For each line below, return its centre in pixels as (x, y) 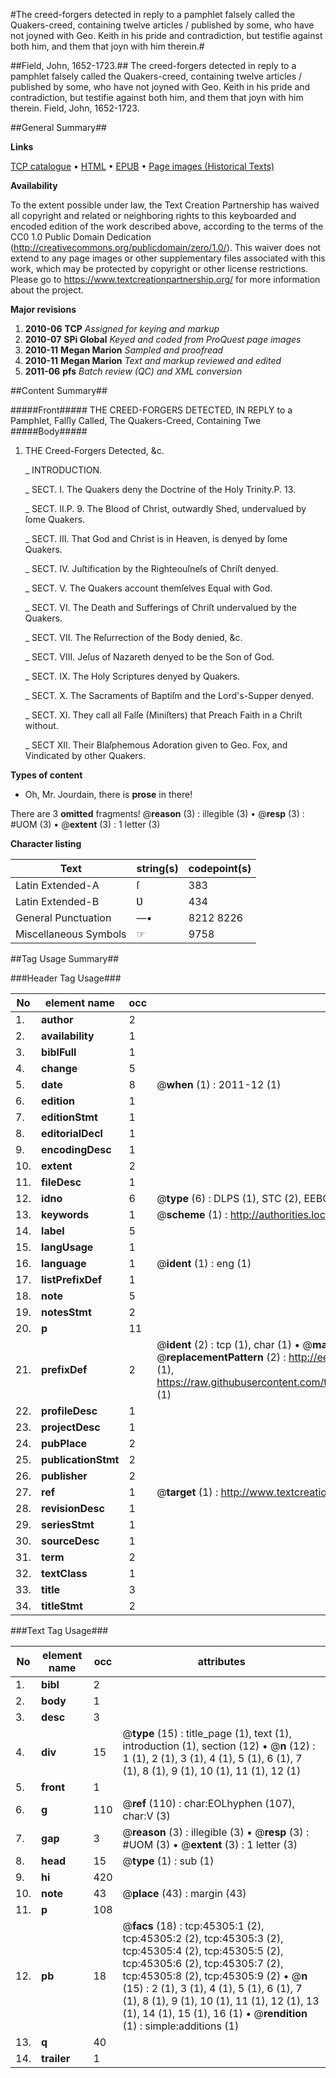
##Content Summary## (59, 390)
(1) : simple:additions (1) (181, 2026)
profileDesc (69, 1411)
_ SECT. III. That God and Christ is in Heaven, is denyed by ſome (156, 538)
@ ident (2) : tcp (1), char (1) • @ (234, 1344)
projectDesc (71, 1427)
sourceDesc (70, 1541)
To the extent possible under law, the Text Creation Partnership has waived (165, 205)
